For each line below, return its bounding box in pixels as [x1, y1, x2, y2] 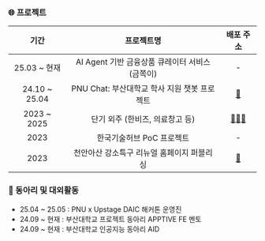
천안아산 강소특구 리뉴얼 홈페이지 [73, 148, 189, 159]
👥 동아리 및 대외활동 [8, 185, 79, 196]
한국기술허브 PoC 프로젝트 [96, 133, 190, 144]
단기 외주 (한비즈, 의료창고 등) [91, 114, 196, 125]
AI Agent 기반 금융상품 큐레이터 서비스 [75, 57, 211, 68]
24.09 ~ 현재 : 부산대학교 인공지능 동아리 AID [19, 224, 160, 234]
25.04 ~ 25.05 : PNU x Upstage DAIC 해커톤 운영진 [19, 204, 182, 214]
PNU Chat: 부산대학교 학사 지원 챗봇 [70, 83, 199, 94]
